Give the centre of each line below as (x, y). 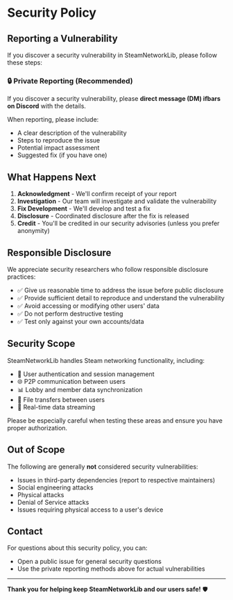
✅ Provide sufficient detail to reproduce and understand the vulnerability (121, 298)
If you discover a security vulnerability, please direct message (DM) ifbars (114, 99)
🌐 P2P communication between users (71, 381)
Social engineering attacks (55, 487)
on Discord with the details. (47, 106)
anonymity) (33, 231)
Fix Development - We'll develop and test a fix (84, 209)
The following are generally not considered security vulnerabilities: (103, 467)
